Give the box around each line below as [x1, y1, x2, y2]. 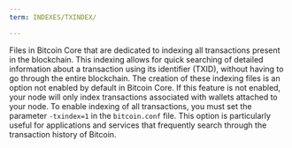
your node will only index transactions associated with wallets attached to [9, 92, 278, 102]
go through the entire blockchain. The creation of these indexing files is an [9, 72, 280, 84]
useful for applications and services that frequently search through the [9, 120, 267, 130]
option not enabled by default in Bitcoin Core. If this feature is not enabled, [9, 82, 281, 92]
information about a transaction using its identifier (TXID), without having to [9, 63, 284, 74]
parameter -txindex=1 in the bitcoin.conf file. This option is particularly [9, 110, 272, 121]
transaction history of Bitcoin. [9, 129, 117, 139]
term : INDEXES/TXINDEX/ [9, 12, 97, 22]
